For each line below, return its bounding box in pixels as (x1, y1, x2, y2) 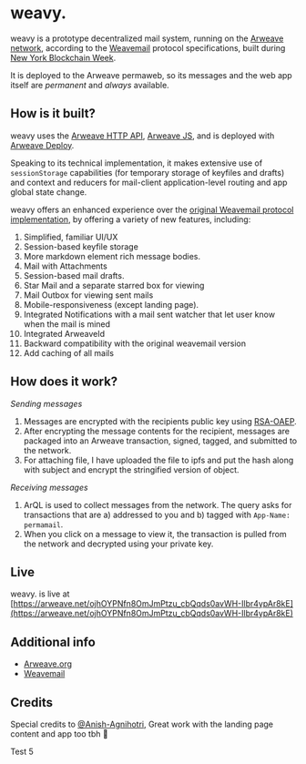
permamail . (23, 518, 64, 530)
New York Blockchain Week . (10, 52, 117, 63)
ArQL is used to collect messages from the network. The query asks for (23, 499, 292, 510)
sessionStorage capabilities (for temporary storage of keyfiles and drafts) (10, 167, 285, 178)
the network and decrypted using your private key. (23, 538, 214, 549)
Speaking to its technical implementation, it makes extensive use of (10, 158, 263, 168)
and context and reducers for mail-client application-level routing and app (10, 177, 288, 188)
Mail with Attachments (23, 260, 107, 271)
